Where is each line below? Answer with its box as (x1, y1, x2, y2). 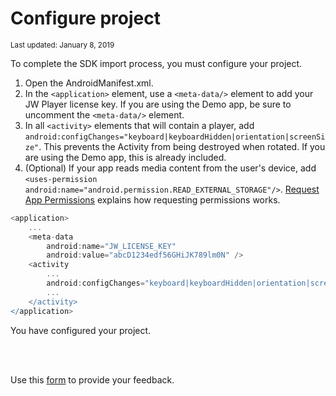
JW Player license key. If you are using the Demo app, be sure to (24, 98, 292, 110)
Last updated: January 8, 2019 (10, 40, 115, 50)
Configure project (10, 7, 161, 30)
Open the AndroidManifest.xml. (24, 77, 154, 89)
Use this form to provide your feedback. (10, 373, 175, 386)
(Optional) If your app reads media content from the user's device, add (24, 162, 317, 174)
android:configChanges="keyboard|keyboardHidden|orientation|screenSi (24, 132, 326, 142)
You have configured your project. (10, 324, 152, 336)
